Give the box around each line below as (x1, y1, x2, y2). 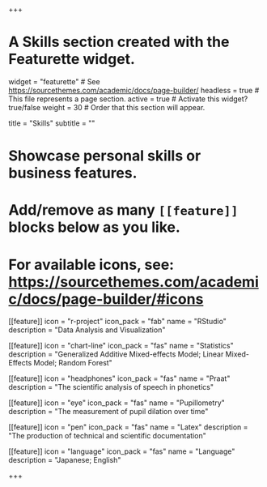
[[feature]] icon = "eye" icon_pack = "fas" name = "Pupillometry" (8, 398, 225, 408)
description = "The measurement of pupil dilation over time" (8, 407, 209, 417)
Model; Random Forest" (33, 358, 113, 368)
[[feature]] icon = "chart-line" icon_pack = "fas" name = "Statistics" (8, 341, 234, 351)
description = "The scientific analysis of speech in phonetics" (8, 382, 214, 392)
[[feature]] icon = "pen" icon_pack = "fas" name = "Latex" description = (8, 422, 248, 432)
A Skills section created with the (8, 33, 230, 51)
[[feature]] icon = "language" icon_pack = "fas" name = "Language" (8, 446, 235, 456)
